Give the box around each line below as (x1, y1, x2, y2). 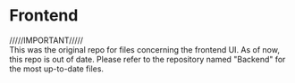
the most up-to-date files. (9, 63, 105, 74)
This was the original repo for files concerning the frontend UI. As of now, (9, 44, 280, 54)
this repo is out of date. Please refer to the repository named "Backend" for (9, 54, 286, 64)
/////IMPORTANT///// (9, 35, 83, 46)
